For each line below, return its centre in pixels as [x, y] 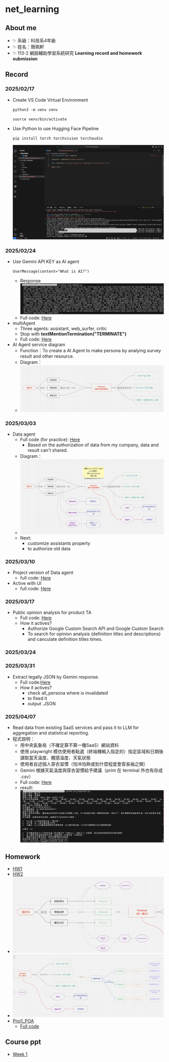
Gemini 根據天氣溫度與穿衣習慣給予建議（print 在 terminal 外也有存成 [91, 770]
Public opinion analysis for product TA [52, 613]
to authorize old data [49, 548]
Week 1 [20, 1054]
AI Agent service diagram [39, 344]
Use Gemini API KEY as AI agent [46, 262]
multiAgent [24, 323]
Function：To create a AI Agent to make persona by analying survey [91, 350]
